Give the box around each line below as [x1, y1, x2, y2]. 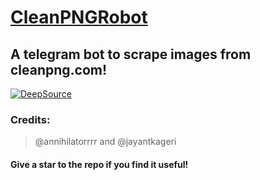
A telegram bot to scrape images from [10, 46, 252, 63]
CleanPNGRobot [10, 6, 148, 29]
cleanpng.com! [10, 61, 108, 78]
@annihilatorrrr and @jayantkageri [34, 136, 177, 148]
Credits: [10, 112, 51, 126]
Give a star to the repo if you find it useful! [10, 158, 189, 170]
